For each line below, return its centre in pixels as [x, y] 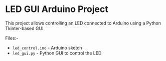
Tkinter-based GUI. [25, 28]
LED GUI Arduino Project [57, 9]
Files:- [12, 38]
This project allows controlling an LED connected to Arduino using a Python [83, 23]
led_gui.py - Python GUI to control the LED [57, 53]
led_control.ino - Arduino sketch [47, 47]
